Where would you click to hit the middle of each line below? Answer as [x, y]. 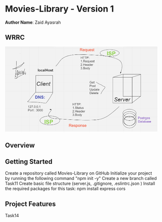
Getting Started [29, 162]
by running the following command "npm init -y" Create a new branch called [81, 178]
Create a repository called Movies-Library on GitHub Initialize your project [79, 173]
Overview [20, 145]
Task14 [12, 216]
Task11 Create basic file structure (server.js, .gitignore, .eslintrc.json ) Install [80, 184]
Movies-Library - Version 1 [59, 9]
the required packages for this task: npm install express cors [65, 189]
